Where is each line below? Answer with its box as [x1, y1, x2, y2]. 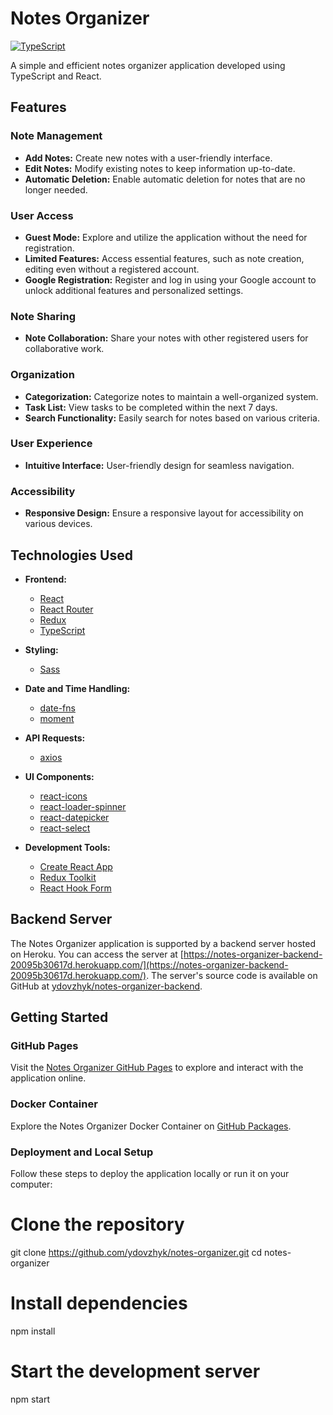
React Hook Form [39, 882, 112, 894]
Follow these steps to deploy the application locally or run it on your [10, 1168, 290, 1180]
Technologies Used [10, 547, 133, 564]
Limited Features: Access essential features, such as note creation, [24, 252, 305, 264]
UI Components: [24, 770, 95, 782]
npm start [10, 1393, 51, 1405]
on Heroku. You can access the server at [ [10, 948, 184, 960]
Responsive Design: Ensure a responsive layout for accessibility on [24, 507, 304, 519]
